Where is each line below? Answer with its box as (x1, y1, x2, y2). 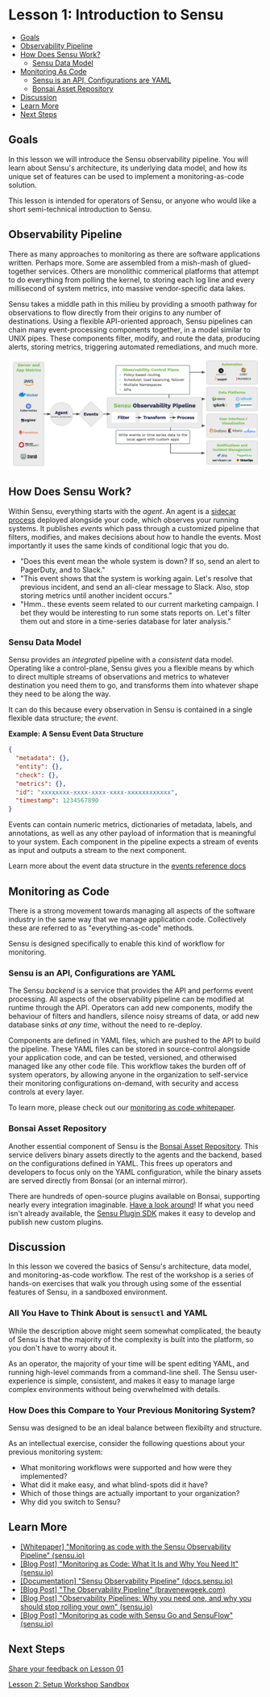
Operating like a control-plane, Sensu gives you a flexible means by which (8, 663, 255, 673)
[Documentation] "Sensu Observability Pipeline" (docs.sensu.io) (19, 1576, 234, 1586)
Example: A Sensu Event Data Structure (8, 729, 143, 739)
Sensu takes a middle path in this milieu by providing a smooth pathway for (8, 299, 258, 308)
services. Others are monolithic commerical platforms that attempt (38, 266, 260, 276)
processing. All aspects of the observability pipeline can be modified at (8, 994, 244, 1004)
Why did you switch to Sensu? (19, 1497, 121, 1507)
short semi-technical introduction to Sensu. (8, 204, 152, 214)
